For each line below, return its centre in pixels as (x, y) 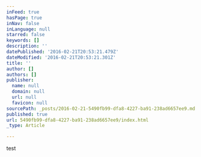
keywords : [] (23, 40)
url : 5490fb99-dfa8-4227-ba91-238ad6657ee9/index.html (78, 120)
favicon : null (30, 103)
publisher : (20, 80)
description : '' (27, 46)
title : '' (19, 63)
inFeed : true (23, 12)
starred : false (26, 35)
